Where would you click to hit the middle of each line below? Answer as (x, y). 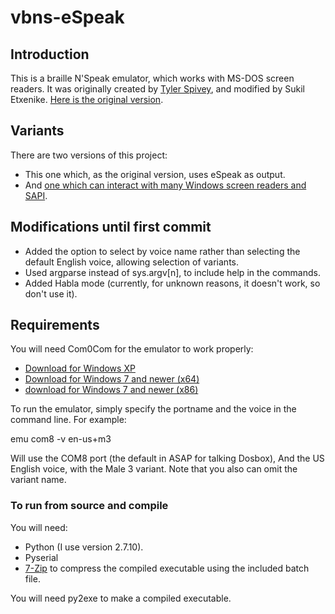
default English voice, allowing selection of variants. (131, 262)
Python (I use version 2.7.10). (84, 547)
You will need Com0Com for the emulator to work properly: (132, 349)
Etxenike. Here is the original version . (87, 99)
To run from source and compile (89, 506)
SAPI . (36, 195)
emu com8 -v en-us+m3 (61, 439)
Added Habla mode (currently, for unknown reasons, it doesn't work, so (172, 283)
